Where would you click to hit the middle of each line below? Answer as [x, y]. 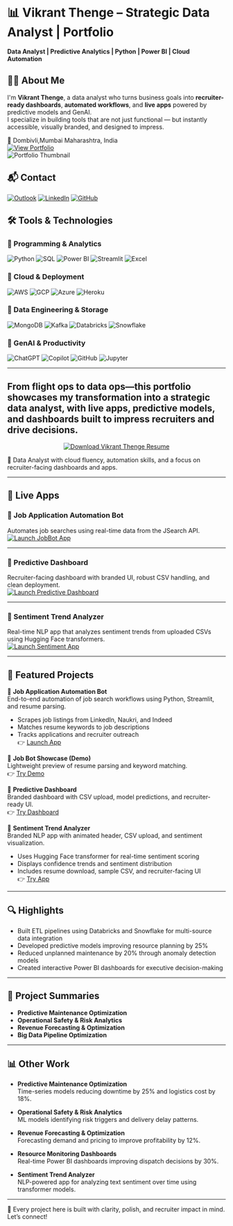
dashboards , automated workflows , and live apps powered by [116, 105]
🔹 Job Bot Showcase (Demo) [49, 758]
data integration [40, 938]
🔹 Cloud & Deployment [46, 277]
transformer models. [46, 1189]
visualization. [26, 843]
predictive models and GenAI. [50, 112]
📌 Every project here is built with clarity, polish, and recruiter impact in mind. [116, 1209]
